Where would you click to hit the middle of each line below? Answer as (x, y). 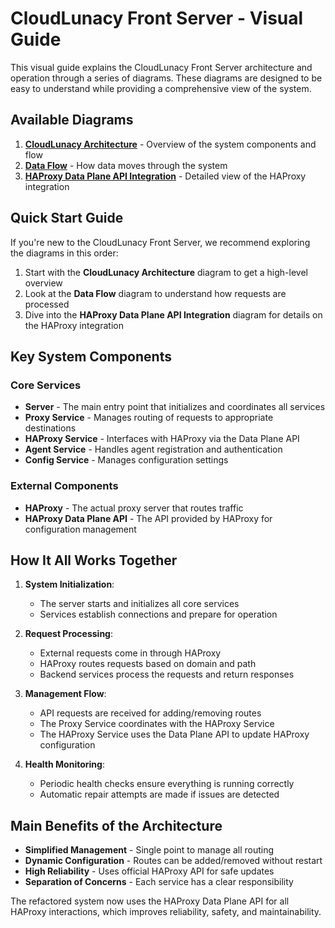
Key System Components (91, 356)
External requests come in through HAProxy (130, 653)
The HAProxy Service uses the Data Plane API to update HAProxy (174, 734)
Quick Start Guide (67, 218)
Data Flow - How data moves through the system (126, 165)
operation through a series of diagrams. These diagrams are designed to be (166, 78)
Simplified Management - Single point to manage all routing (149, 850)
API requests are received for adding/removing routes (150, 713)
